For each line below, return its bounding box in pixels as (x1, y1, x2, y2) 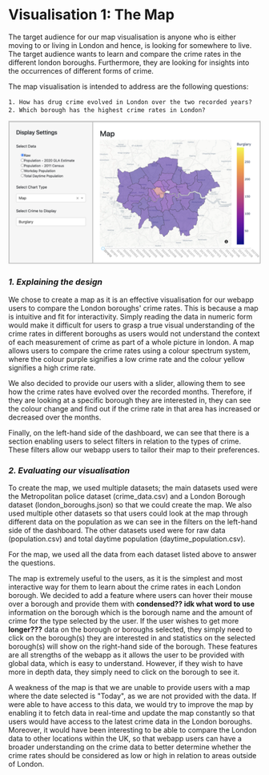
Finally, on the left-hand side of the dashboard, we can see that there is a (8, 428, 250, 437)
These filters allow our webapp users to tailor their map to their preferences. (8, 444, 260, 454)
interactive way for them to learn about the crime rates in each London (8, 582, 242, 592)
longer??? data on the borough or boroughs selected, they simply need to (8, 624, 253, 634)
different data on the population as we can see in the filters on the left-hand (8, 516, 258, 526)
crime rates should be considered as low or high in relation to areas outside (8, 750, 257, 760)
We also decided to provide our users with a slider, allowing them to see (8, 378, 246, 387)
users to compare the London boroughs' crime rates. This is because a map (8, 303, 259, 313)
